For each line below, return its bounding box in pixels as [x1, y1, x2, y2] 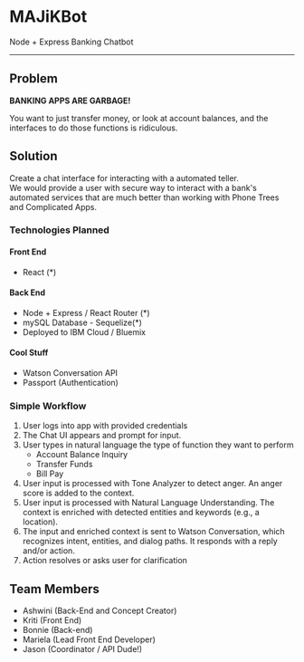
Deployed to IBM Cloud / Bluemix [22, 326, 147, 337]
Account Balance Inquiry [35, 449, 128, 460]
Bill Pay [35, 468, 64, 479]
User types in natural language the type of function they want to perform [22, 439, 294, 450]
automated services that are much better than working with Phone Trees [9, 192, 280, 203]
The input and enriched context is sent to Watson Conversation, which [22, 526, 285, 537]
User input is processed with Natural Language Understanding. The [22, 497, 275, 508]
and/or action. [22, 545, 75, 556]
